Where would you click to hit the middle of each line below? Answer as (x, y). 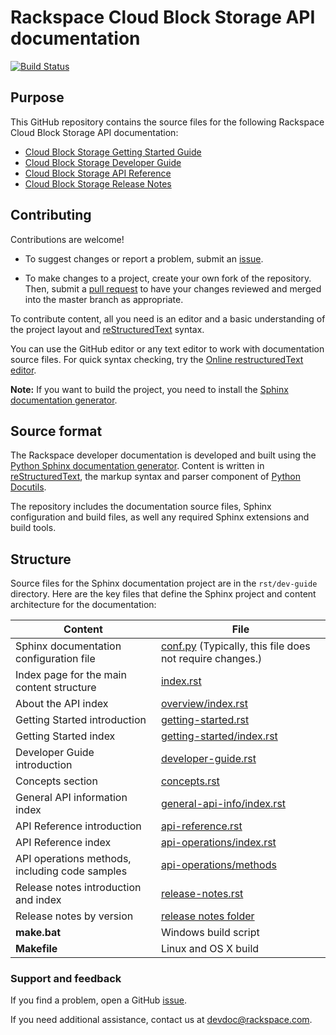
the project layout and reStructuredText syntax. (107, 329)
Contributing (51, 215)
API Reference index (63, 843)
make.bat (38, 933)
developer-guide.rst (208, 759)
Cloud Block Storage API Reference (98, 173)
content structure (56, 688)
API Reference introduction (78, 826)
